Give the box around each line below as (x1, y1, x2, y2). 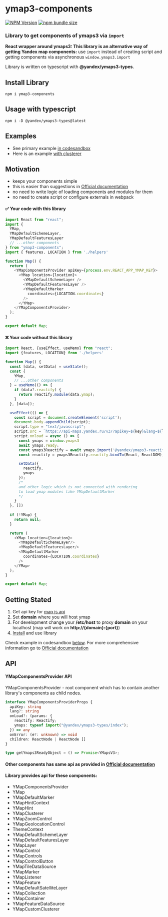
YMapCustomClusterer (12, 906, 60, 912)
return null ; (14, 517, 41, 522)
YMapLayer (12, 842, 36, 848)
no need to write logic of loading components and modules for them (12, 189, 153, 195)
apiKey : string (9, 704, 41, 709)
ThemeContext (12, 826, 43, 832)
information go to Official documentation (5, 645, 89, 651)
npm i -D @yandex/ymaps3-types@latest (5, 118, 86, 123)
